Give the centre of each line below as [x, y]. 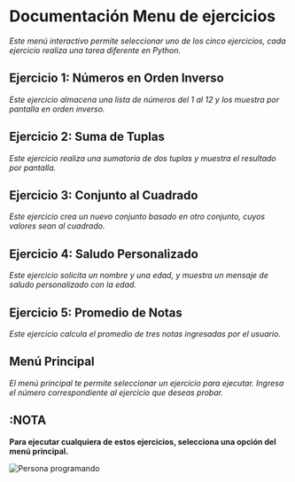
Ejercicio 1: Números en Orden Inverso [116, 78]
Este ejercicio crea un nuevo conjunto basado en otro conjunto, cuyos [137, 217]
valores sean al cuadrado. [57, 226]
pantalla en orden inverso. [57, 109]
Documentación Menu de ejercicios [143, 16]
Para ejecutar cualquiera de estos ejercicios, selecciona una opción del [143, 441]
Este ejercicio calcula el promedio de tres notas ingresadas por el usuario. [145, 334]
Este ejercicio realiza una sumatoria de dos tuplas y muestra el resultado [143, 158]
